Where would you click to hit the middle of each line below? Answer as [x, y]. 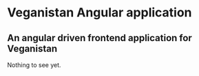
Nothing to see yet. [34, 65]
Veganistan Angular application [99, 13]
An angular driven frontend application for [100, 38]
